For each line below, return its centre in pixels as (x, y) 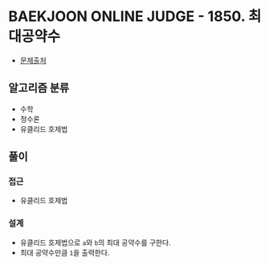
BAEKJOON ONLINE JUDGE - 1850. (127, 16)
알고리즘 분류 (39, 88)
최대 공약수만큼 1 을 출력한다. (65, 252)
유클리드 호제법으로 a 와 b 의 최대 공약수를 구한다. (95, 243)
